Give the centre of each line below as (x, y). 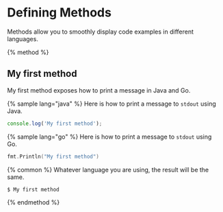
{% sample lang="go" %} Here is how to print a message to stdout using (109, 137)
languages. (23, 38)
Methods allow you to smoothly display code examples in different (100, 32)
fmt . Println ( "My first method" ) (53, 156)
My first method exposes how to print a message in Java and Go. (99, 90)
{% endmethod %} (34, 202)
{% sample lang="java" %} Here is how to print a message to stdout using (112, 104)
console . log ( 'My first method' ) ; (55, 123)
